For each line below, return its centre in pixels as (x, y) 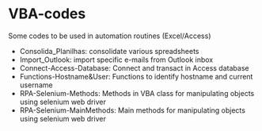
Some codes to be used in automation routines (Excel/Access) (110, 36)
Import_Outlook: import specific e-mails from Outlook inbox (116, 60)
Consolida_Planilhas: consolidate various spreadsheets (109, 51)
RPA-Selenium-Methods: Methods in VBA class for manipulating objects (137, 93)
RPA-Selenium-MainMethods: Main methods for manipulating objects (132, 110)
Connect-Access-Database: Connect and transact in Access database (134, 67)
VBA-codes (47, 14)
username (36, 85)
